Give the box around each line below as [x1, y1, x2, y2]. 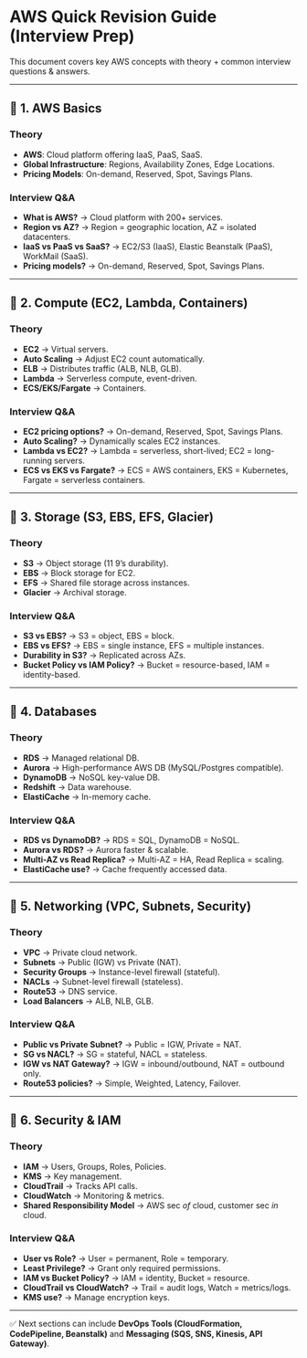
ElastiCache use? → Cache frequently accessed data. [22, 863, 228, 874]
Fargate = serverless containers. [22, 474, 146, 485]
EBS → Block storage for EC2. [22, 567, 136, 578]
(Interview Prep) [9, 26, 135, 47]
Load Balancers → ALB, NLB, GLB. [22, 995, 153, 1006]
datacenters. [22, 231, 71, 242]
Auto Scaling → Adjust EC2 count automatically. [22, 353, 206, 364]
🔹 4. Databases [9, 704, 98, 720]
